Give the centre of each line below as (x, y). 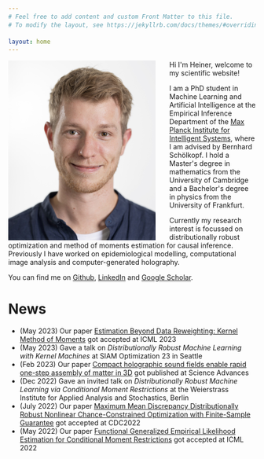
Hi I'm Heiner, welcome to (211, 65)
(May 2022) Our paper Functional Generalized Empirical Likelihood (127, 431)
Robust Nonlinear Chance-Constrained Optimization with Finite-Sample (135, 415)
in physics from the (200, 197)
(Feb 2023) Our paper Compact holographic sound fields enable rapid (133, 365)
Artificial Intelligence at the (213, 105)
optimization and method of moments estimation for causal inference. (121, 246)
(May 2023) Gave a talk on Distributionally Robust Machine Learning (130, 348)
